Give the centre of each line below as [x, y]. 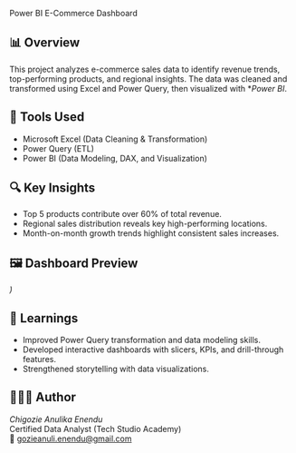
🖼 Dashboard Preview [74, 263]
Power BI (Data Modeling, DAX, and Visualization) [115, 158]
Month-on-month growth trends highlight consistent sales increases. [151, 233]
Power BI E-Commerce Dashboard [73, 13]
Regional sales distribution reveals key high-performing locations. [145, 224]
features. [39, 359]
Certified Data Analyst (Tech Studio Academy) [95, 428]
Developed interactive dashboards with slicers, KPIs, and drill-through [153, 350]
